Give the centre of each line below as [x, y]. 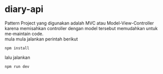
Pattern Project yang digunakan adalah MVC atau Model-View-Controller [79, 23]
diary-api [24, 9]
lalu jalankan [17, 57]
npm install [17, 48]
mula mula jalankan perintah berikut [41, 39]
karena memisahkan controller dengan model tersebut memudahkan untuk [81, 28]
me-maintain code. [24, 33]
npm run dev [17, 66]
